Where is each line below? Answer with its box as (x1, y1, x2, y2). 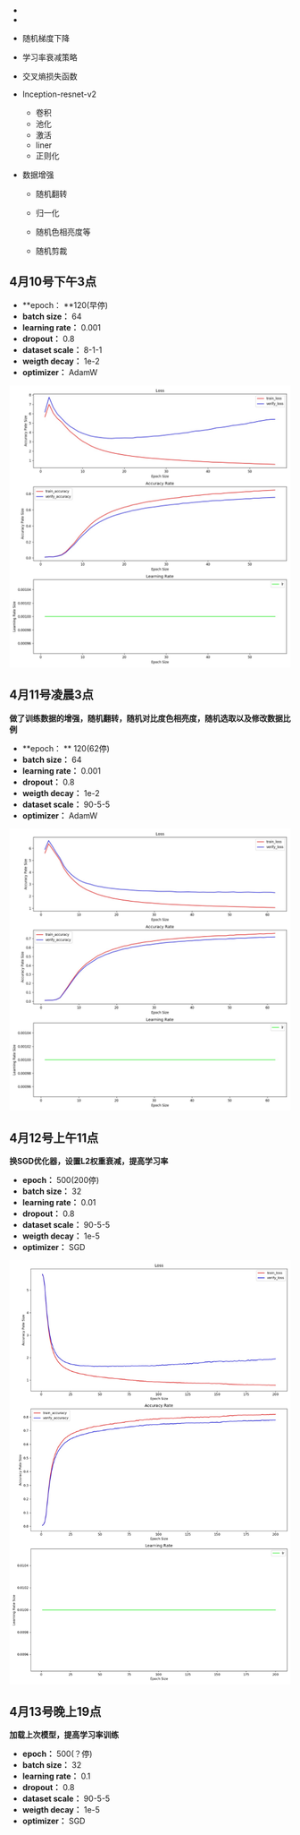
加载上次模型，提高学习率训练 (9, 1729, 119, 1740)
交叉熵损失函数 (21, 71, 78, 81)
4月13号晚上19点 (9, 1703, 102, 1719)
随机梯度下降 (21, 33, 70, 43)
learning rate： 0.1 (21, 1771, 91, 1781)
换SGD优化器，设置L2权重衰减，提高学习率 (9, 1156, 169, 1167)
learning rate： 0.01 (21, 1197, 96, 1208)
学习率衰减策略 (21, 52, 78, 63)
